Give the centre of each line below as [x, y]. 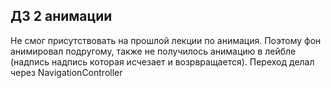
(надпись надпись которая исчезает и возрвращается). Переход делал [162, 61]
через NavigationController [66, 72]
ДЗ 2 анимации [61, 16]
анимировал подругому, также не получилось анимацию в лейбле [153, 51]
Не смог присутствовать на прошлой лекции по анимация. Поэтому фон [166, 40]
